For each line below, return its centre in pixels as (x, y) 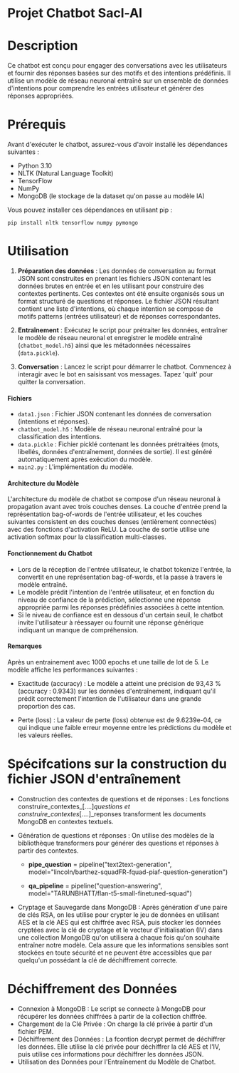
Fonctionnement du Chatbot (50, 553)
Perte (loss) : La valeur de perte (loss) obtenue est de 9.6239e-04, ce (119, 720)
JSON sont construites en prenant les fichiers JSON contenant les (115, 278)
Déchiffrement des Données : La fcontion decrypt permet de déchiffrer (122, 1039)
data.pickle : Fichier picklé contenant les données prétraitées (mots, (119, 444)
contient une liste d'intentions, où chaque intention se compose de (115, 309)
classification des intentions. (59, 437)
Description (43, 46)
